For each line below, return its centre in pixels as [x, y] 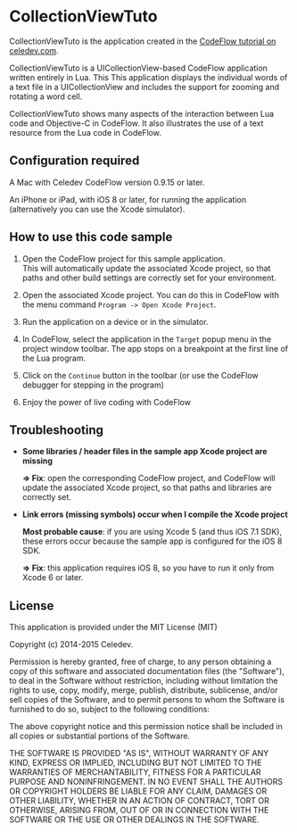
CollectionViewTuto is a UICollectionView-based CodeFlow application [138, 68]
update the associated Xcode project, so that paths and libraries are [147, 487]
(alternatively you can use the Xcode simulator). [97, 209]
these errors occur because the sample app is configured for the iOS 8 [152, 541]
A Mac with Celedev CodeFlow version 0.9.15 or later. [107, 182]
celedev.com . [34, 50]
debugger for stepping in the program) [93, 385]
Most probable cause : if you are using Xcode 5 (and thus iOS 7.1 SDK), [152, 532]
